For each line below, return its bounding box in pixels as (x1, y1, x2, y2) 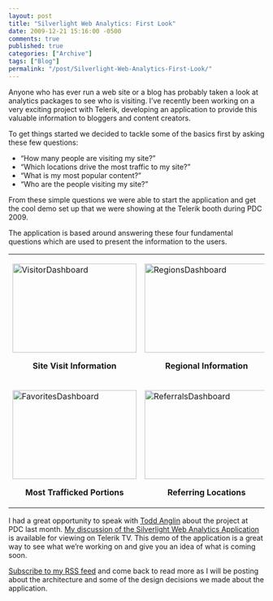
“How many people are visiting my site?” (19, 153, 156, 163)
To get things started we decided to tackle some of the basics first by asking (8, 128, 265, 138)
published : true (8, 42, 63, 50)
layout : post (8, 11, 53, 20)
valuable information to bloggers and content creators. (8, 113, 191, 123)
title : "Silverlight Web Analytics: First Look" (8, 20, 176, 28)
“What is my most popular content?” (19, 170, 142, 180)
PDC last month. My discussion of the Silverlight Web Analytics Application (8, 524, 260, 533)
